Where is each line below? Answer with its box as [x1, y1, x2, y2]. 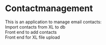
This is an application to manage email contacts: [5, 19, 102, 25]
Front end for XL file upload [5, 34, 60, 40]
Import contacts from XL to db [5, 24, 66, 30]
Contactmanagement [5, 3, 93, 14]
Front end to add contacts [5, 29, 57, 35]
